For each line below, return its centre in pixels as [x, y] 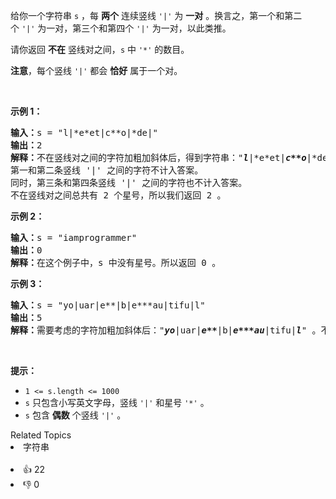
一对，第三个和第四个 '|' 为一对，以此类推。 [139, 28]
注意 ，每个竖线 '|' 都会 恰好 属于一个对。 [96, 70]
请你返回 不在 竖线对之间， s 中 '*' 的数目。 [100, 49]
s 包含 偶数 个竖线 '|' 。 [75, 415]
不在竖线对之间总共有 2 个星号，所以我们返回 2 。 [118, 195]
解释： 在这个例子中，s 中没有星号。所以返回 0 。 [116, 262]
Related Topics [41, 435]
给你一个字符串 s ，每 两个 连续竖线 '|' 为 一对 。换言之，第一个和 [147, 15]
